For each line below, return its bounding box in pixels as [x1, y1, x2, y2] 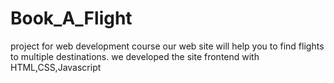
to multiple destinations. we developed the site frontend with [10, 50, 260, 62]
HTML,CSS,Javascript [10, 61, 102, 73]
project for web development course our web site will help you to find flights [10, 40, 325, 52]
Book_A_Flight [10, 7, 133, 30]
